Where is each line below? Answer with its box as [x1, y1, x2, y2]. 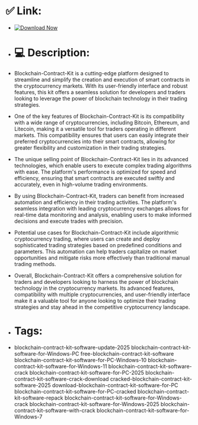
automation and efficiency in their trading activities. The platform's [14, 199, 177, 206]
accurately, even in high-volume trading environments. [14, 181, 148, 188]
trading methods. [14, 260, 56, 267]
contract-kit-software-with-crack [14, 407, 95, 414]
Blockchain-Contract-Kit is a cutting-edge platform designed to [14, 69, 170, 76]
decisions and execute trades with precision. [14, 218, 124, 225]
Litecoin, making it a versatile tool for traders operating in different [14, 125, 176, 132]
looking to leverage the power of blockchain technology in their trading [14, 95, 188, 102]
